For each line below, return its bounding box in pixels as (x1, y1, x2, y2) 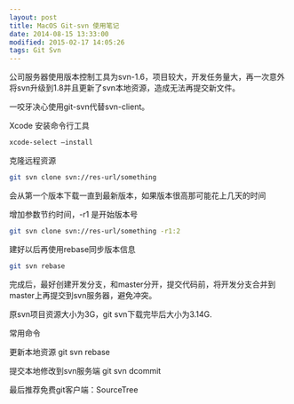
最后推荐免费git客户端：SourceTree (9, 384, 139, 395)
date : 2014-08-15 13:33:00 (9, 29, 109, 38)
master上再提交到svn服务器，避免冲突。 (9, 289, 157, 300)
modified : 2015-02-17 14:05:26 (9, 37, 125, 47)
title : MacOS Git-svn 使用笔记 (9, 21, 120, 30)
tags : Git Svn (9, 46, 62, 55)
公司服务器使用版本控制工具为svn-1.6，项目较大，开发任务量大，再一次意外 (9, 72, 286, 83)
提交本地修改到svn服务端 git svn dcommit (9, 365, 162, 376)
